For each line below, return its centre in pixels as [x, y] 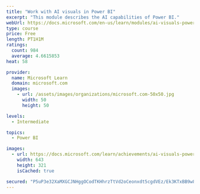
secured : [17, 182]
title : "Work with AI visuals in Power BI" [61, 12]
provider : [18, 72]
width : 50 [34, 100]
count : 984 [25, 51]
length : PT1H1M [25, 39]
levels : [16, 116]
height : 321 [32, 165]
